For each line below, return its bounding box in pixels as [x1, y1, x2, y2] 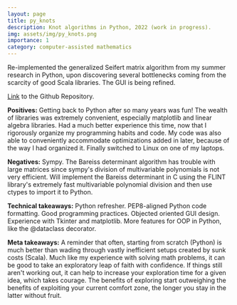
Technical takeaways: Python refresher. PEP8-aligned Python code [7, 202, 207, 210]
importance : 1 [7, 37, 50, 44]
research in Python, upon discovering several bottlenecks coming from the [7, 71, 226, 79]
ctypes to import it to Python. [7, 188, 93, 196]
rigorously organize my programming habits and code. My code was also [7, 129, 222, 137]
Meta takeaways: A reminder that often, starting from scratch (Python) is [7, 238, 222, 247]
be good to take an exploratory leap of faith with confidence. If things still [7, 261, 223, 269]
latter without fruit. [7, 291, 62, 299]
